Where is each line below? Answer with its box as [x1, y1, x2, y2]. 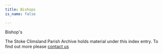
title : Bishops [5, 7, 36, 12]
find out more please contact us [5, 43, 69, 49]
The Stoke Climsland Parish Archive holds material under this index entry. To [5, 38, 159, 44]
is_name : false [5, 12, 36, 16]
